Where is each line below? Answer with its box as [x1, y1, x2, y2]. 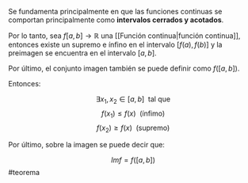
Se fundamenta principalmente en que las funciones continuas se [8, 7, 223, 16]
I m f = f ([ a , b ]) [110, 155, 156, 165]
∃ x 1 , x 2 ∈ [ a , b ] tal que [95, 94, 171, 105]
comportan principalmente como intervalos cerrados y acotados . [8, 15, 224, 25]
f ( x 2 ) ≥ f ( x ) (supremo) [96, 123, 170, 134]
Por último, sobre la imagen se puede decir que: [8, 140, 165, 150]
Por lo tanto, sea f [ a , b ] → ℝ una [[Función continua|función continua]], [8, 31, 241, 40]
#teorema [8, 168, 40, 177]
